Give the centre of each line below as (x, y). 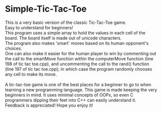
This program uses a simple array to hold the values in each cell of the (75, 33)
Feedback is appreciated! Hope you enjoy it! (49, 105)
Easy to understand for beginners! (39, 27)
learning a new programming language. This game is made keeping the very (81, 90)
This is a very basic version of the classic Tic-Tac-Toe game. (66, 22)
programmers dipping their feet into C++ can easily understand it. (71, 100)
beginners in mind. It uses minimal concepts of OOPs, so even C (69, 95)
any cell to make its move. (31, 74)
